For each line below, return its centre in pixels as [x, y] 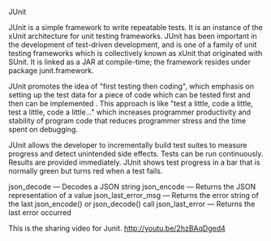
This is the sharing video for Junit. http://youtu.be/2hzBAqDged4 [117, 228]
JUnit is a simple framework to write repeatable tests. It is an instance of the [136, 27]
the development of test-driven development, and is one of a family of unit [133, 45]
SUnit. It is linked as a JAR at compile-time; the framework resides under [130, 62]
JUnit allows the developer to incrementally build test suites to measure [128, 145]
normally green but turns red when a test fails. [86, 171]
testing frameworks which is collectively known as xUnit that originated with [135, 53]
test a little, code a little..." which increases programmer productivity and [130, 112]
